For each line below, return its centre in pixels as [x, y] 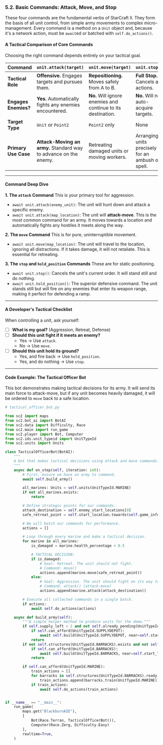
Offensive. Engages [59, 75]
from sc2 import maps [27, 416]
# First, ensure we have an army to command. [69, 475]
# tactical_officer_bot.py [32, 407]
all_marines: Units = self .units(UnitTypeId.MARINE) [77, 488]
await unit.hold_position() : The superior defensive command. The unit [85, 283]
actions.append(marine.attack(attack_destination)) [93, 591]
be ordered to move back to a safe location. [48, 398]
